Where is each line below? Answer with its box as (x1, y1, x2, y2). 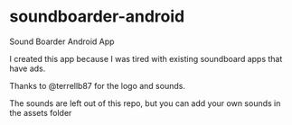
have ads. (9, 63, 46, 74)
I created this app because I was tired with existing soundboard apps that (9, 53, 283, 64)
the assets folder (9, 107, 72, 118)
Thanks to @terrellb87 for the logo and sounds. (9, 80, 185, 91)
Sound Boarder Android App (9, 36, 115, 47)
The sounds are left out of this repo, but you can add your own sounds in (9, 97, 281, 109)
